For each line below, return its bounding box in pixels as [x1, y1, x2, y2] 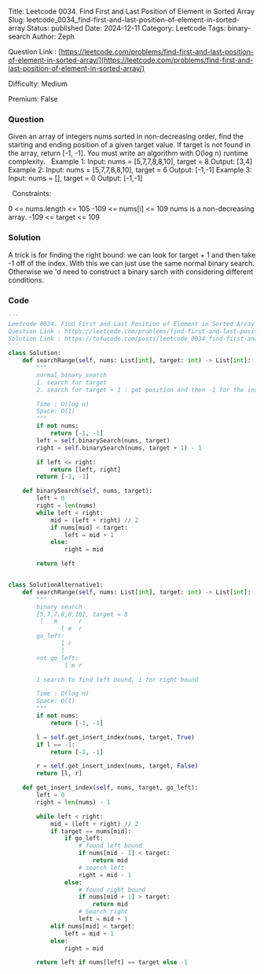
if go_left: [64, 835, 104, 843]
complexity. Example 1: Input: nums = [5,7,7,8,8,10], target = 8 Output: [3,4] [8, 157, 253, 166]
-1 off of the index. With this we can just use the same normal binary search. [8, 258, 255, 268]
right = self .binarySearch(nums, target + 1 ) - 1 [36, 444, 202, 452]
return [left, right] [49, 465, 122, 473]
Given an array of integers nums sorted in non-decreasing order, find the [8, 131, 244, 141]
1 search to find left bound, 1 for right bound [36, 676, 199, 683]
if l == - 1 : [36, 740, 76, 749]
